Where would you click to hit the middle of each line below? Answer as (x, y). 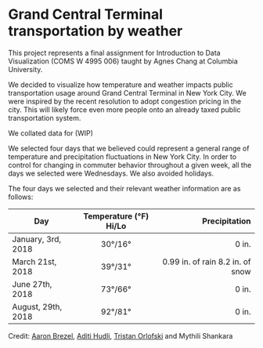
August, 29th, (37, 306)
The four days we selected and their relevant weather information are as (124, 188)
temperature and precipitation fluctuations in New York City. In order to (122, 156)
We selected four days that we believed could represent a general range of (129, 148)
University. (25, 69)
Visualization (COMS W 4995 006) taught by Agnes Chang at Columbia (123, 61)
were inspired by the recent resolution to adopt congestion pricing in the (124, 101)
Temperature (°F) (116, 216)
